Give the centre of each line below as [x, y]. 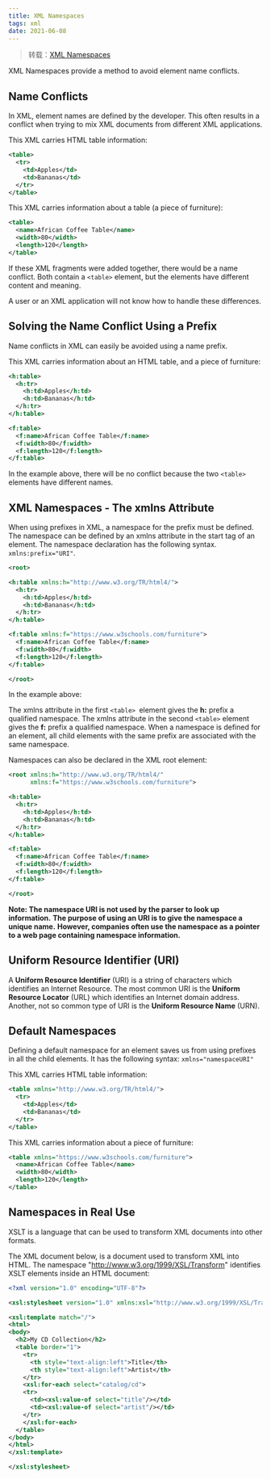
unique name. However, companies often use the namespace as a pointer [134, 926]
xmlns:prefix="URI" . [42, 553]
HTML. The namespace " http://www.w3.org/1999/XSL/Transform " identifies [134, 1264]
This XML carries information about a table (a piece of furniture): [116, 208]
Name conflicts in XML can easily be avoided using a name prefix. [118, 346]
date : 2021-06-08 [38, 31]
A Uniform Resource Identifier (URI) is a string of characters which [120, 980]
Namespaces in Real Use [72, 1212]
